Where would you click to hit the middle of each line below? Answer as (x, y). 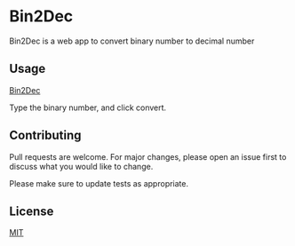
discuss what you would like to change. (81, 166)
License (32, 211)
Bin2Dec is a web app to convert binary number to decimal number (132, 41)
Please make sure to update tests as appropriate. (99, 183)
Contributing (45, 135)
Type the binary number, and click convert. (88, 107)
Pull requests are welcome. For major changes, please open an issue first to (148, 156)
